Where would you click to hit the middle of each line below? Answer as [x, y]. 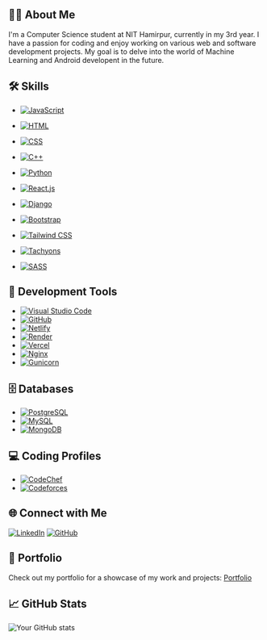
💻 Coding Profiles [55, 456]
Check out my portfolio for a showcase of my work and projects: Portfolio [130, 577]
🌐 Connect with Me [58, 513]
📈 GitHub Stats [48, 604]
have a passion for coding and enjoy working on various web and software [132, 43]
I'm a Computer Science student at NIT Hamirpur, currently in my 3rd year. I [134, 34]
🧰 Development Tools [63, 292]
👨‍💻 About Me [42, 15]
